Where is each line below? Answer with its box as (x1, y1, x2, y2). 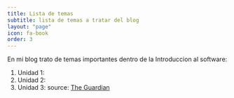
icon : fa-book (7, 29, 49, 37)
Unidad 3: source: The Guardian (17, 83, 110, 92)
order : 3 (7, 36, 33, 43)
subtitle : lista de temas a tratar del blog (7, 17, 139, 24)
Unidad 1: (17, 69, 45, 77)
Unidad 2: (17, 76, 46, 84)
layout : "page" (7, 23, 52, 30)
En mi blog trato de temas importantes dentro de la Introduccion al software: (7, 55, 228, 63)
